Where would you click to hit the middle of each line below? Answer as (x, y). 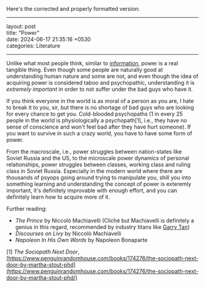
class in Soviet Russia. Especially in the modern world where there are (95, 171)
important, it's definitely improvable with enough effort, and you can (92, 190)
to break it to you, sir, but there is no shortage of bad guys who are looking (100, 107)
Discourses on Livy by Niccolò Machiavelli (68, 233)
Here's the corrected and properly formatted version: (73, 9)
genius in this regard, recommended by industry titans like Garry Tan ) (103, 227)
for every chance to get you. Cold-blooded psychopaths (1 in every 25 (95, 114)
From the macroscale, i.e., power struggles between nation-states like (94, 151)
